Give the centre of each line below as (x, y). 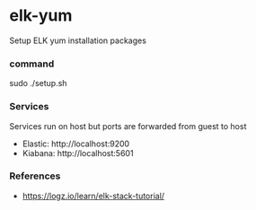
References (35, 176)
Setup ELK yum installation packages (78, 40)
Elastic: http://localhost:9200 (76, 144)
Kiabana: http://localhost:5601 (78, 153)
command (32, 64)
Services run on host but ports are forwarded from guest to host (128, 126)
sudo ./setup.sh (38, 83)
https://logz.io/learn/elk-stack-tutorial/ (93, 196)
